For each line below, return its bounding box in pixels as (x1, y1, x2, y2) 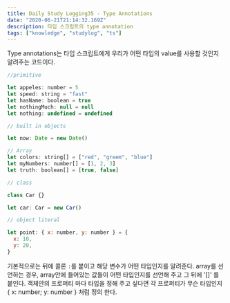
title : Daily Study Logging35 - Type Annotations (7, 10, 153, 17)
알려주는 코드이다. (7, 58, 56, 66)
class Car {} (7, 192, 45, 199)
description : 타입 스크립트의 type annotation (7, 23, 133, 30)
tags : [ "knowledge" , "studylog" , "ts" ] (7, 29, 122, 37)
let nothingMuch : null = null (7, 103, 95, 111)
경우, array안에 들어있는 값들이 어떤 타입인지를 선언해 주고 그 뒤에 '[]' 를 (25, 270, 220, 279)
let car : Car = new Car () (7, 204, 82, 211)
